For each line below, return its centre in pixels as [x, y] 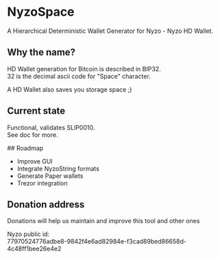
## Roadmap [25, 148]
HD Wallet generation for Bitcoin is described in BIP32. [84, 68]
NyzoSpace [41, 12]
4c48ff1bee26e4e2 [34, 249]
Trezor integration [42, 183]
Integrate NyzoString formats [58, 168]
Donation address [46, 204]
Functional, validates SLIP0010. [51, 127]
